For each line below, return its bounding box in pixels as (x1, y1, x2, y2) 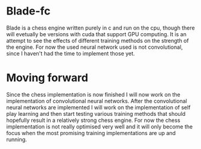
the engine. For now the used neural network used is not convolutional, (6, 43, 183, 51)
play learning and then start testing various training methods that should (6, 110, 186, 117)
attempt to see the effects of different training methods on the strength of (6, 37, 189, 44)
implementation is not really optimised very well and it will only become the (6, 122, 193, 130)
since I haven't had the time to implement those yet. (6, 49, 135, 57)
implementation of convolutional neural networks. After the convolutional (6, 97, 187, 104)
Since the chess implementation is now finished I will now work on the (6, 90, 180, 98)
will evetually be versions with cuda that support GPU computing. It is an (6, 30, 187, 37)
